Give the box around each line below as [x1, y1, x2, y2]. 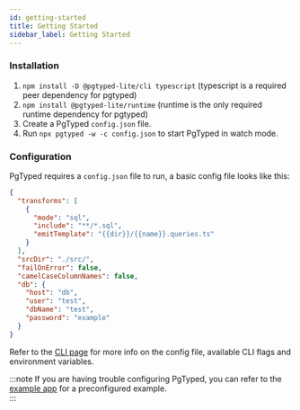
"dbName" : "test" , [25, 305, 94, 315]
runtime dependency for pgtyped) [22, 109, 148, 120]
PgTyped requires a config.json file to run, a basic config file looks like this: [9, 170, 290, 181]
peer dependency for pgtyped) [22, 89, 137, 100]
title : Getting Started [9, 22, 99, 31]
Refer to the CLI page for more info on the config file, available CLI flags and [9, 346, 292, 357]
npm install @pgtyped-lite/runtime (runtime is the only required [22, 99, 263, 110]
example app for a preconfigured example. [9, 383, 168, 394]
